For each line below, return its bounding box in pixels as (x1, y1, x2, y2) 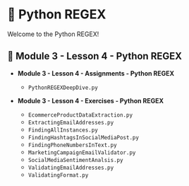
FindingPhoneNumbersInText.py (28, 141, 118, 149)
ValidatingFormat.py (28, 171, 89, 179)
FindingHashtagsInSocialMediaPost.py (28, 134, 140, 141)
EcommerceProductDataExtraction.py (28, 111, 133, 119)
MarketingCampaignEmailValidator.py (28, 149, 136, 156)
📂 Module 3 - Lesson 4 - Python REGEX (7, 50, 182, 62)
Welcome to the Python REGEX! (7, 30, 99, 38)
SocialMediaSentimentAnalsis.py (28, 156, 123, 163)
